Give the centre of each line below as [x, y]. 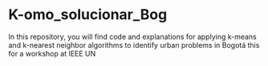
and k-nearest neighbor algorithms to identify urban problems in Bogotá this [134, 45]
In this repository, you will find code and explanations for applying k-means [132, 37]
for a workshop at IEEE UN [52, 53]
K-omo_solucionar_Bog [88, 15]
